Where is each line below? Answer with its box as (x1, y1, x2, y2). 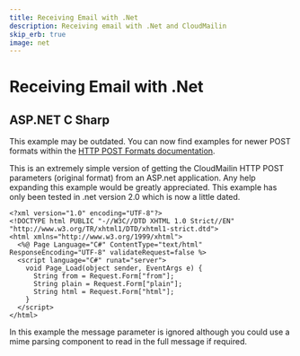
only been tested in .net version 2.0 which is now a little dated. (9, 192, 241, 203)
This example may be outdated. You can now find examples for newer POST (9, 136, 292, 147)
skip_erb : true (9, 30, 66, 39)
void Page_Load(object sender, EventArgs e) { (25, 264, 203, 274)
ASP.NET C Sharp (9, 112, 110, 127)
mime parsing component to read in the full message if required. (9, 336, 248, 347)
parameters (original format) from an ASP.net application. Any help (9, 172, 256, 184)
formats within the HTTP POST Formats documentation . (9, 145, 216, 157)
